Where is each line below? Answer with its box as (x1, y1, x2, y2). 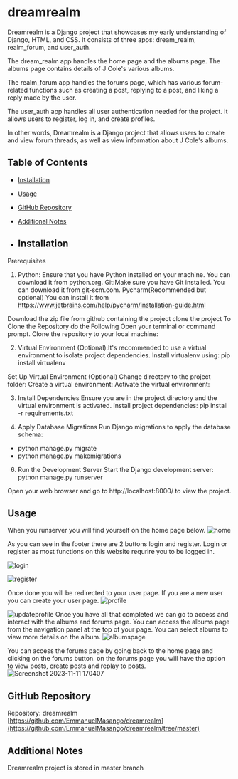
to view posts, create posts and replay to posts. (7, 662, 146, 670)
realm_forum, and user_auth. (7, 43, 91, 51)
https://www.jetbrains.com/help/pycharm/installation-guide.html (17, 300, 206, 309)
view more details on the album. (7, 633, 101, 642)
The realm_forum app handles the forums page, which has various (7, 78, 202, 86)
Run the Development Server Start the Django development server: (17, 465, 215, 474)
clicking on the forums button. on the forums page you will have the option (7, 654, 226, 663)
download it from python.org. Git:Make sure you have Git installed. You (17, 278, 225, 286)
